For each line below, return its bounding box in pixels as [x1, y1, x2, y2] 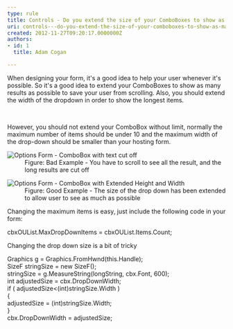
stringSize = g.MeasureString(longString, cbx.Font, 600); [7, 269, 170, 278]
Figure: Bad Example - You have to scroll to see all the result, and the [24, 158, 222, 166]
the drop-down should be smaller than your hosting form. [7, 137, 171, 145]
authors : [7, 36, 33, 43]
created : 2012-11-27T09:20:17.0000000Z [7, 29, 123, 37]
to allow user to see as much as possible [24, 193, 141, 202]
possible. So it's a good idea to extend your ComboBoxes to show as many [7, 81, 221, 89]
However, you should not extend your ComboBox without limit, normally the [7, 123, 223, 131]
